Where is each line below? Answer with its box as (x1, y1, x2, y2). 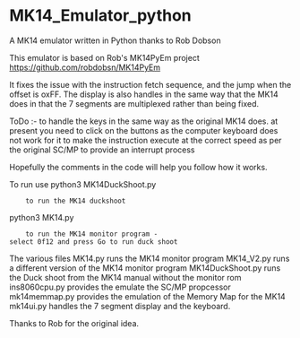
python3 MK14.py (9, 212, 74, 222)
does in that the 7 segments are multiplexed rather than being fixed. (9, 98, 260, 108)
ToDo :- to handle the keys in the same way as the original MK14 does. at (9, 116, 279, 126)
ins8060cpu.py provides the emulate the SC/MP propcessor (9, 282, 231, 292)
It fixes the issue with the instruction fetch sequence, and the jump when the (9, 79, 292, 90)
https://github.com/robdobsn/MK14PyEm (9, 62, 161, 73)
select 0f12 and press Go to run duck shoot (9, 237, 178, 247)
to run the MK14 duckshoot (25, 196, 126, 205)
